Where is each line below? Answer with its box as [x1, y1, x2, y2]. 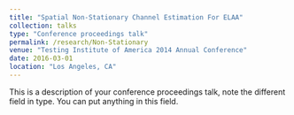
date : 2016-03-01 [9, 54, 73, 63]
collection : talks [9, 21, 77, 30]
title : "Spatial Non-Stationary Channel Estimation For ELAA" [9, 12, 244, 22]
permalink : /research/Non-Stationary [9, 37, 149, 47]
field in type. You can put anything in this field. [9, 96, 179, 106]
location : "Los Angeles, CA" [9, 63, 117, 72]
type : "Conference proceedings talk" [9, 29, 149, 38]
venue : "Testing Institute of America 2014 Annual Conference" [9, 46, 248, 55]
